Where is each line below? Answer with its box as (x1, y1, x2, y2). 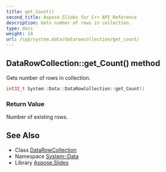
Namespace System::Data (14, 152, 79, 160)
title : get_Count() (6, 8, 55, 15)
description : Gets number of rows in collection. (6, 20, 132, 26)
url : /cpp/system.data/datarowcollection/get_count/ (6, 36, 140, 42)
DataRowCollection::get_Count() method (6, 58, 161, 68)
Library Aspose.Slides (14, 159, 69, 166)
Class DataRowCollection (14, 146, 77, 154)
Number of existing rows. (6, 113, 68, 120)
